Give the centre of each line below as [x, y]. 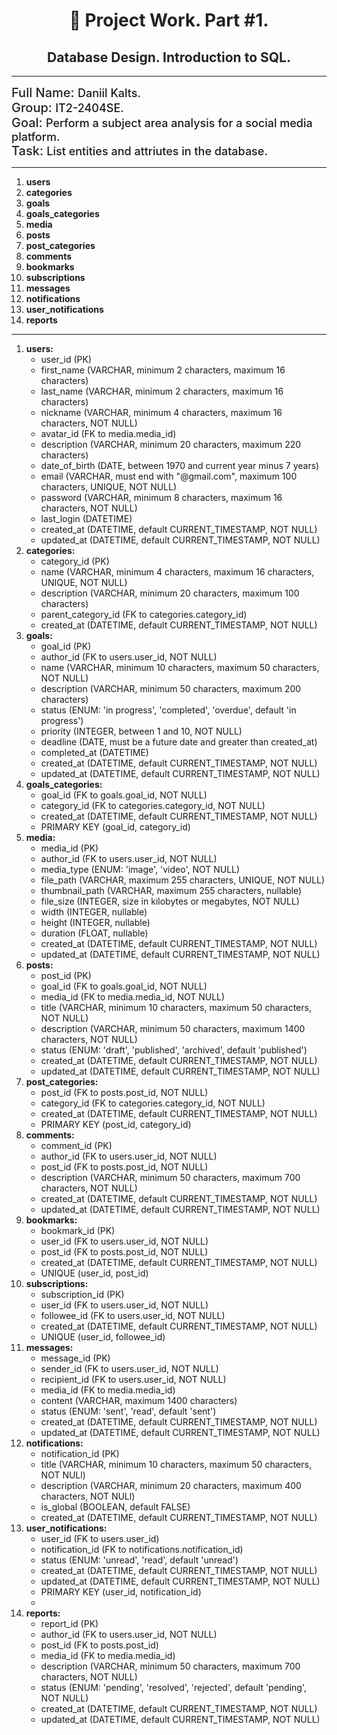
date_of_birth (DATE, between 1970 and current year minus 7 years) [180, 465]
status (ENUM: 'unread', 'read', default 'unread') [139, 1560]
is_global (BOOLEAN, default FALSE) [115, 1507]
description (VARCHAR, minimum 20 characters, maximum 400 [171, 1485]
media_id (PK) [69, 848]
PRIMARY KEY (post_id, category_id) [116, 1124]
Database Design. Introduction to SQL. [169, 57]
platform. [36, 137]
